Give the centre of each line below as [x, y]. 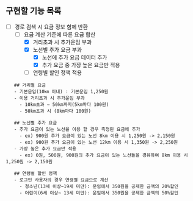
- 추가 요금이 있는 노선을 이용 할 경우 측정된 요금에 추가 [77, 130]
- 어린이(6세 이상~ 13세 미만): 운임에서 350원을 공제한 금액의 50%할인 [99, 193]
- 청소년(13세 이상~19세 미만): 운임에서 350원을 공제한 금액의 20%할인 [99, 187]
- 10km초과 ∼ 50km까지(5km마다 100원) [64, 105]
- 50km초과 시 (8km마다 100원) [55, 111]
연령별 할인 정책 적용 [57, 72]
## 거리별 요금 [30, 85]
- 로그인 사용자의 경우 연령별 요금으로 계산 [61, 180]
